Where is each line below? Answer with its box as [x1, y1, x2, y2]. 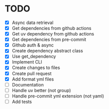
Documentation [11, 81, 44, 87]
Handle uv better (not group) [11, 87, 71, 93]
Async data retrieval [11, 19, 53, 25]
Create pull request [11, 70, 52, 76]
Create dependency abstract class [11, 48, 83, 54]
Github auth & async [11, 42, 54, 48]
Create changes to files [11, 64, 60, 70]
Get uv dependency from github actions [11, 31, 94, 37]
